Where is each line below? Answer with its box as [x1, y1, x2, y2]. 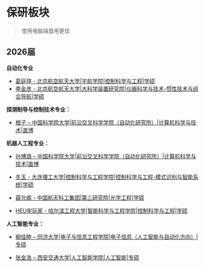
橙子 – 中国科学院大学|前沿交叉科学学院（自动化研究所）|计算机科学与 [15, 118, 191, 126]
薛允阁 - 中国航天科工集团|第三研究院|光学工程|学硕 [15, 194, 145, 201]
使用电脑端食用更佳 [21, 27, 70, 34]
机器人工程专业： [6, 139, 50, 147]
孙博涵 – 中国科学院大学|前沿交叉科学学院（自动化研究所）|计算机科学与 [15, 152, 196, 160]
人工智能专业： [6, 220, 44, 227]
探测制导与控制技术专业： [6, 106, 71, 113]
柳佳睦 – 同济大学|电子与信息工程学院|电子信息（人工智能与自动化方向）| [15, 233, 198, 240]
